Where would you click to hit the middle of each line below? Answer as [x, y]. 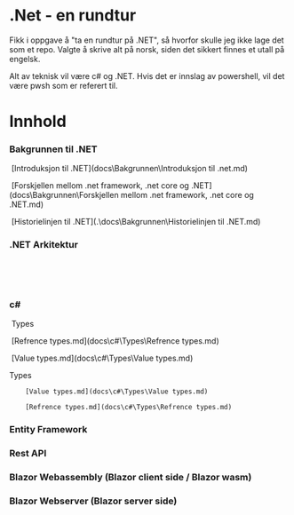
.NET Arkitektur [44, 245]
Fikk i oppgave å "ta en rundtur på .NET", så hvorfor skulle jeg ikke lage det [147, 40]
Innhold [38, 122]
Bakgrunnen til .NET [53, 149]
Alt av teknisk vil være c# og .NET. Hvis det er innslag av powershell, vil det [147, 75]
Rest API [28, 453]
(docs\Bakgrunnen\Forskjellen [64, 195]
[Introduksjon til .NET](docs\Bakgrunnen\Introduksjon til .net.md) [130, 169]
